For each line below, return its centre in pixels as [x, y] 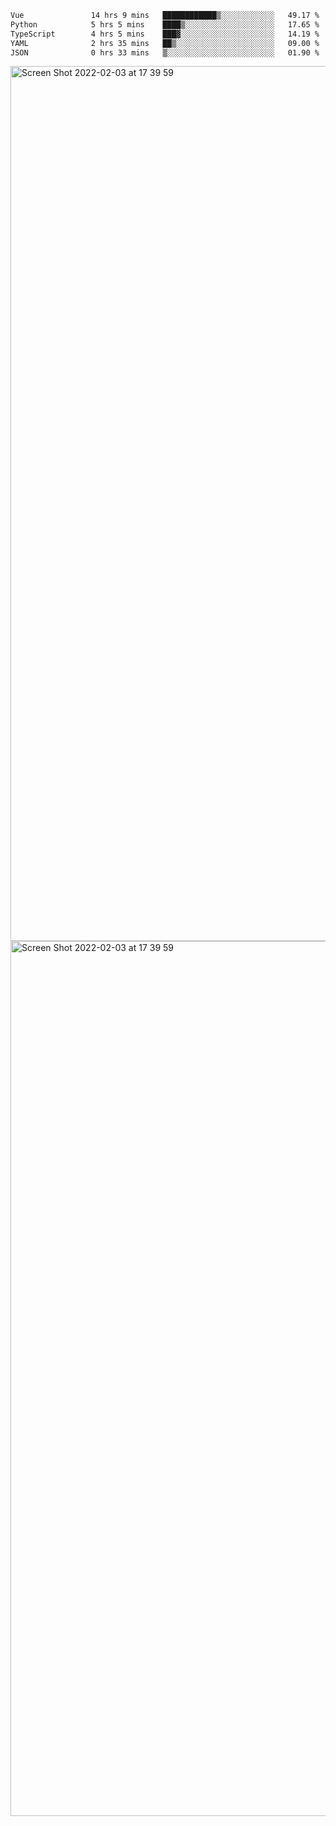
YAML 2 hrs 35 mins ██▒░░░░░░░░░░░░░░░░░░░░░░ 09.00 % [165, 43]
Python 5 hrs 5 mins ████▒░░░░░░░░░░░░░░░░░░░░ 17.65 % [165, 24]
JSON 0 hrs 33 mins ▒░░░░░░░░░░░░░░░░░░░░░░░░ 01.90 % [165, 52]
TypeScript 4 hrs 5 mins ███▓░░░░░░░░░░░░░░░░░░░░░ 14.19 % [165, 34]
